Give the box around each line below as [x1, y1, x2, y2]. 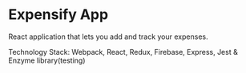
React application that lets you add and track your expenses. [8, 32, 208, 41]
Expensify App [8, 6, 109, 24]
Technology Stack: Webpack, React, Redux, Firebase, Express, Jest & [8, 47, 238, 56]
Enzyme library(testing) [8, 56, 86, 65]
